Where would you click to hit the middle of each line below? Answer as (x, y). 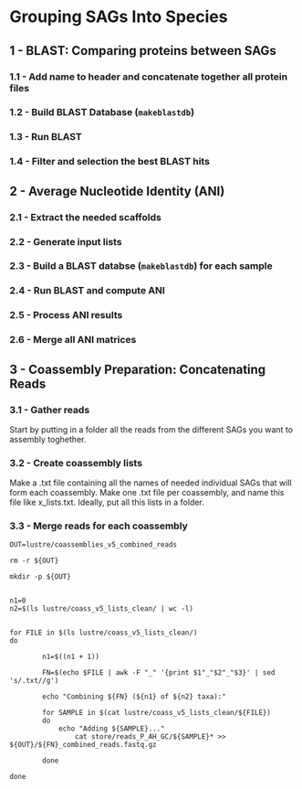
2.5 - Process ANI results (66, 315)
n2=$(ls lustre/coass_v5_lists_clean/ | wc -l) (102, 609)
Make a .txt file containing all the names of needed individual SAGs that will (151, 483)
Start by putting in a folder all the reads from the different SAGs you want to (151, 429)
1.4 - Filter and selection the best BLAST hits (109, 162)
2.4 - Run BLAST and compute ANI (88, 291)
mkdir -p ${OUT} (40, 577)
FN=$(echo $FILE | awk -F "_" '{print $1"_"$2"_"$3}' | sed (159, 673)
